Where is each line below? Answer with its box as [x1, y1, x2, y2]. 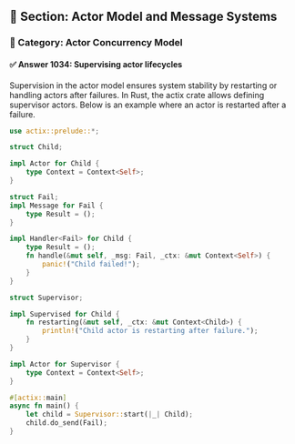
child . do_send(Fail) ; [25, 419, 107, 428]
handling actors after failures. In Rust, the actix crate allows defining [9, 89, 265, 100]
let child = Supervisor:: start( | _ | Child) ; [25, 410, 194, 419]
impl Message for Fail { [9, 201, 104, 210]
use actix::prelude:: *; [9, 126, 100, 136]
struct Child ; [9, 143, 64, 152]
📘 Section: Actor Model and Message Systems [9, 9, 278, 25]
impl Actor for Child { [9, 159, 100, 168]
